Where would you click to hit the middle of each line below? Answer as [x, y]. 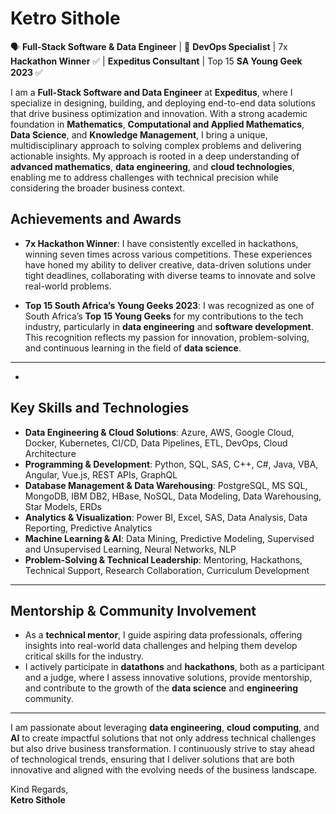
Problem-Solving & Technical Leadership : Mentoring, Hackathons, [163, 559]
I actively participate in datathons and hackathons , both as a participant [174, 667]
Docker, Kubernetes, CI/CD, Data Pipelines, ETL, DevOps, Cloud [156, 443]
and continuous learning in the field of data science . [133, 348]
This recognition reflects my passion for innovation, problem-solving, [167, 337]
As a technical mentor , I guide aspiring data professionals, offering [163, 635]
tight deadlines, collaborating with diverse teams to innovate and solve [170, 275]
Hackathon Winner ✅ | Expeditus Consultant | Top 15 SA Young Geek [156, 61]
